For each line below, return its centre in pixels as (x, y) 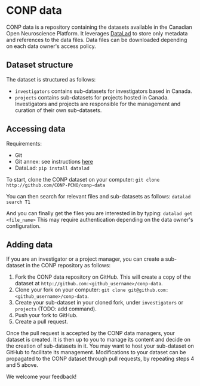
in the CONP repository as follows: (68, 266)
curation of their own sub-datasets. (58, 110)
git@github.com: (148, 290)
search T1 (19, 202)
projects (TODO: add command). (56, 309)
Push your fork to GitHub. (46, 315)
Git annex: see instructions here (54, 161)
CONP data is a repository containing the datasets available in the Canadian (99, 27)
